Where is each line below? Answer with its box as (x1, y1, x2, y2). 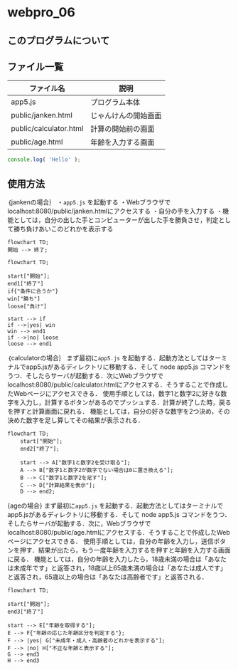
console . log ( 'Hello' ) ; (7, 156, 81, 164)
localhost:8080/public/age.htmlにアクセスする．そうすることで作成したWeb (7, 528, 230, 537)
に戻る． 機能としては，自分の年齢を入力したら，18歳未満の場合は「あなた (7, 555, 227, 563)
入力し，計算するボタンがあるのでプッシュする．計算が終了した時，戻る (19, 398, 232, 407)
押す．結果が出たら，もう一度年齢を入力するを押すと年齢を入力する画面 (19, 546, 231, 555)
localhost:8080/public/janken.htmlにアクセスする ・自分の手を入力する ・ (7, 207, 223, 216)
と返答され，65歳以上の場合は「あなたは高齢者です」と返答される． (7, 572, 208, 581)
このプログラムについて (7, 34, 110, 46)
